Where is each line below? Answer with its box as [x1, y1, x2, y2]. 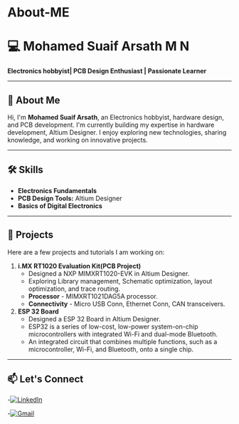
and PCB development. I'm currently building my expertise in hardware [7, 120, 215, 129]
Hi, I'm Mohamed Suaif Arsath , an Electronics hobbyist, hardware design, [7, 113, 224, 121]
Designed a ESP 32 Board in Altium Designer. [28, 314, 161, 323]
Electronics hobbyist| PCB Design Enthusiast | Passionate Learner [7, 67, 207, 76]
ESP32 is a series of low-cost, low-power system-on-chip [28, 322, 198, 331]
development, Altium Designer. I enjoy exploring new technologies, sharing [7, 128, 227, 136]
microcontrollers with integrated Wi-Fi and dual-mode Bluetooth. [28, 329, 218, 338]
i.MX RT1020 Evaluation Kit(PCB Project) [17, 262, 142, 270]
